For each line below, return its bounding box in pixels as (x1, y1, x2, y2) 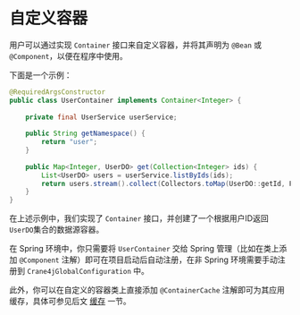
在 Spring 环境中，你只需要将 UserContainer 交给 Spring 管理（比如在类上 (9, 243, 279, 254)
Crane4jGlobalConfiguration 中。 (26, 266, 150, 277)
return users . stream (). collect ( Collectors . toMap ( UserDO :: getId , (41, 179, 286, 188)
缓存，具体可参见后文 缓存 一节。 (9, 296, 131, 307)
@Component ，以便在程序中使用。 (9, 50, 128, 61)
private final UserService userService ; (25, 113, 178, 122)
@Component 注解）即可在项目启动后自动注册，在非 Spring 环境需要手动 (19, 254, 279, 265)
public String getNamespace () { (25, 129, 146, 139)
